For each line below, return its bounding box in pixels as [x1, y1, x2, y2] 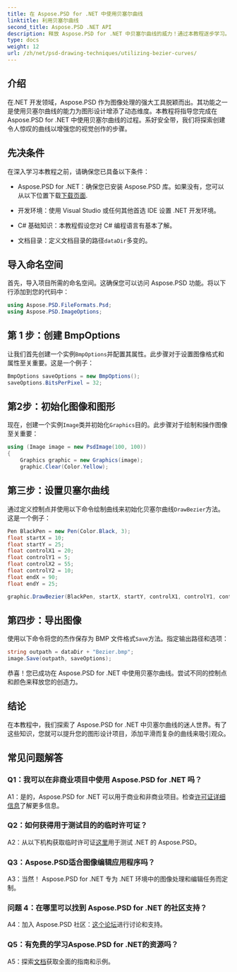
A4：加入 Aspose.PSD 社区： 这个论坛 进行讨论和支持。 [7, 920, 167, 929]
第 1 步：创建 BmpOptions [7, 329, 121, 341]
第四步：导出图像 [7, 614, 82, 626]
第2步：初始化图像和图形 [7, 401, 116, 413]
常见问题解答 [7, 752, 63, 764]
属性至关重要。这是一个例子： [7, 358, 94, 367]
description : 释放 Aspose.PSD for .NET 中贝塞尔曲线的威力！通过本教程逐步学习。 [7, 30, 231, 37]
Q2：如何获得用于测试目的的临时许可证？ [7, 821, 148, 831]
